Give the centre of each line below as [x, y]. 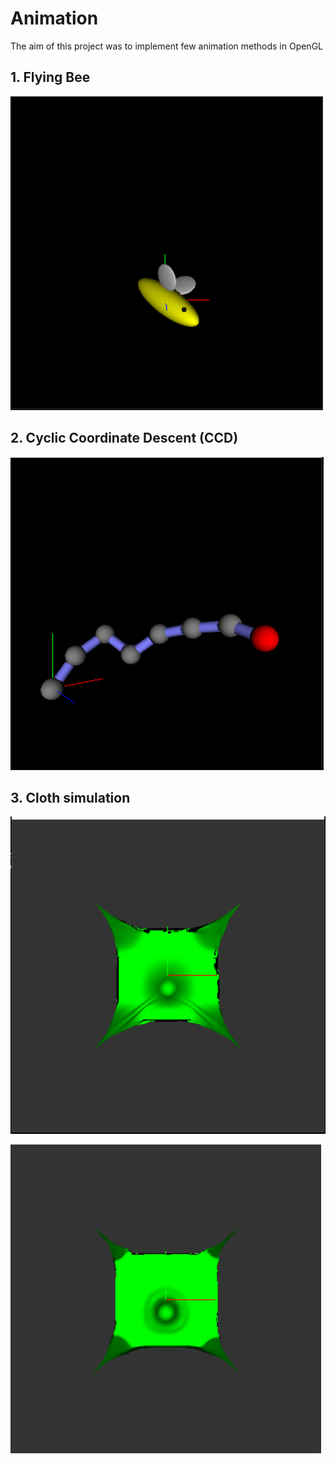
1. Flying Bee [50, 77]
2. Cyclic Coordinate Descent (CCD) [124, 438]
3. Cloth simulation [70, 797]
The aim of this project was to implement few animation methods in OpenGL [166, 46]
